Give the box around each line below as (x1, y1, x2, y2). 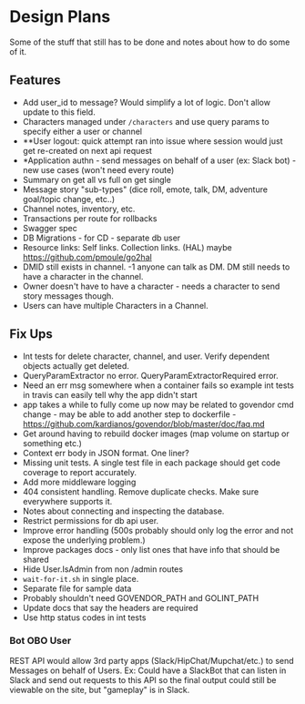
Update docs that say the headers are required (22, 602, 198, 613)
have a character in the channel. (22, 270, 144, 281)
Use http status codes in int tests (22, 612, 147, 623)
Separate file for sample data (22, 583, 132, 594)
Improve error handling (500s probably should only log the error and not (22, 525, 294, 536)
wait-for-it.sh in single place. (22, 573, 139, 584)
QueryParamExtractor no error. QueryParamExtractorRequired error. (22, 370, 280, 381)
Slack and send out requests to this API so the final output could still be (9, 674, 277, 685)
